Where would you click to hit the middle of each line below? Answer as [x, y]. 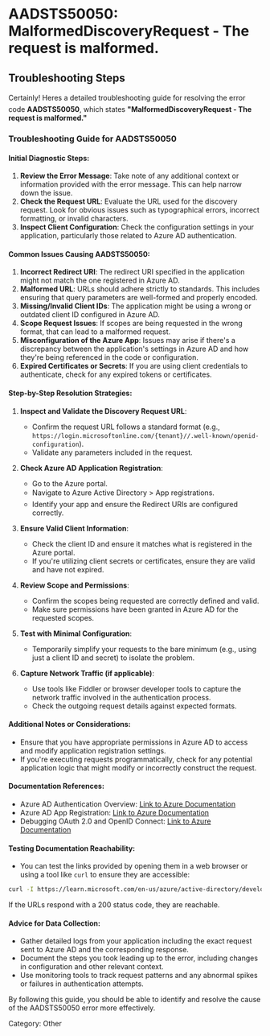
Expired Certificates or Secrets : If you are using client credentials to [134, 366]
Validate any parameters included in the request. [112, 452]
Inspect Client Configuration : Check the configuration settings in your [137, 227]
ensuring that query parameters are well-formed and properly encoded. [139, 298]
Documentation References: [56, 786]
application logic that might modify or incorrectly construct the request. [138, 768]
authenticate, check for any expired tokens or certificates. [116, 374]
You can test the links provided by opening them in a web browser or [134, 866]
